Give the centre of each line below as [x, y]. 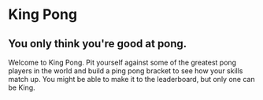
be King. [22, 87]
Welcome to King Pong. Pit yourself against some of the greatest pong [122, 62]
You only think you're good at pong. [98, 44]
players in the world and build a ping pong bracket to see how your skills [126, 71]
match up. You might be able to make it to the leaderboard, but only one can [131, 79]
